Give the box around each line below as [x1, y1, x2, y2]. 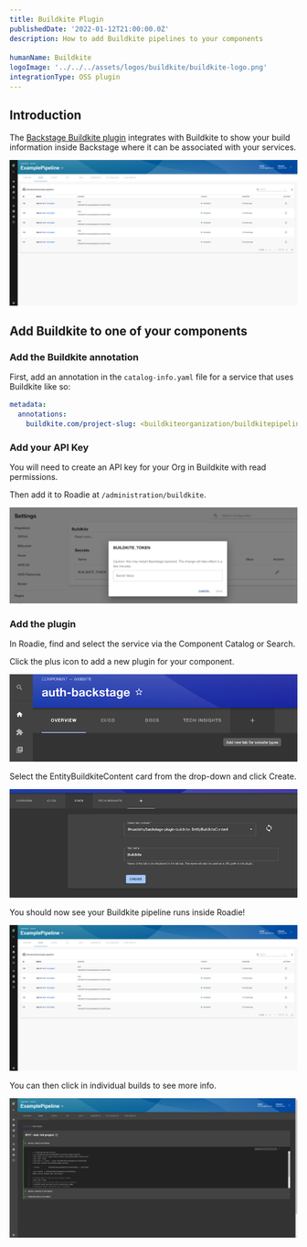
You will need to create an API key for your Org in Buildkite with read [9, 462, 267, 473]
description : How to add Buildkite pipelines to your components [9, 34, 263, 43]
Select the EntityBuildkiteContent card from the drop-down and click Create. [9, 771, 297, 782]
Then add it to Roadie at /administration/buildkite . [9, 489, 206, 500]
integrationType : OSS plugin [9, 73, 121, 82]
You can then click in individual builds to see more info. [9, 1080, 217, 1091]
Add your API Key [9, 441, 90, 453]
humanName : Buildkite [9, 53, 92, 63]
